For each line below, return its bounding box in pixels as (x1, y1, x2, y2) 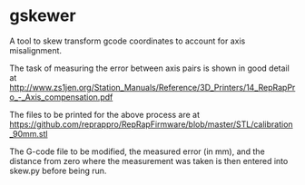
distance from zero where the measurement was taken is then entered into (9, 155, 289, 166)
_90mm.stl (9, 128, 48, 139)
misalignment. (9, 44, 62, 55)
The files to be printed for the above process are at (9, 109, 200, 120)
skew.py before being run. (9, 165, 107, 176)
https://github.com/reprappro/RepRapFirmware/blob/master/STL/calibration (9, 119, 293, 130)
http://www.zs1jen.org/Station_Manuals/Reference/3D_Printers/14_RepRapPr (9, 82, 296, 92)
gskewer (9, 5, 76, 26)
